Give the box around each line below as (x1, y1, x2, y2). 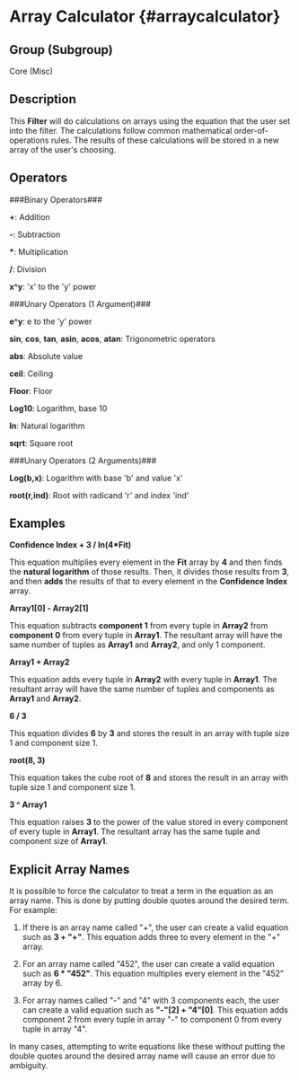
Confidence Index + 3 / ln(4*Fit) (9, 540, 132, 550)
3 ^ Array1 (9, 799, 48, 810)
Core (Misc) (9, 66, 54, 76)
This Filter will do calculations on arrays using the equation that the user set (9, 115, 291, 127)
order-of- (233, 125, 269, 136)
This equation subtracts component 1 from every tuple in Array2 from (9, 620, 268, 631)
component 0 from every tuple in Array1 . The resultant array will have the (9, 630, 283, 641)
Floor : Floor (9, 385, 53, 396)
